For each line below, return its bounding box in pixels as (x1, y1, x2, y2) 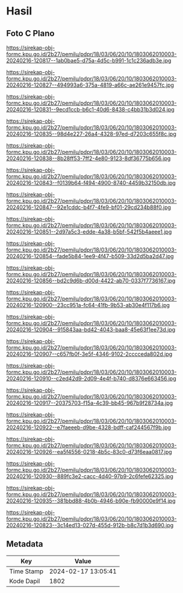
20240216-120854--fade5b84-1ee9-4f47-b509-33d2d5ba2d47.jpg (6, 253, 174, 259)
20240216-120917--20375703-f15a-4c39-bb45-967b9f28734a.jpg (6, 399, 173, 406)
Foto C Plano (6, 28, 55, 39)
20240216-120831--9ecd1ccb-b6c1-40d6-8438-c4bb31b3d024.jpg (6, 106, 175, 113)
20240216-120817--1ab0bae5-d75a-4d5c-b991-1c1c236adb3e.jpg (6, 57, 172, 64)
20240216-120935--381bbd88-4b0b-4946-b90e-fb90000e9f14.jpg (6, 497, 176, 504)
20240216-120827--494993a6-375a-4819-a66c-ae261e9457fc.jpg (6, 81, 175, 88)
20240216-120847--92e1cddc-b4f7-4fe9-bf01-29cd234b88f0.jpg (6, 203, 172, 211)
